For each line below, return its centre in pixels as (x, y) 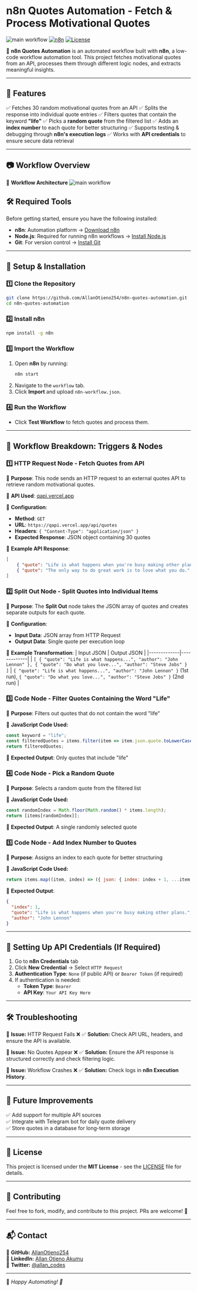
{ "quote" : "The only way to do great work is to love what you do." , (105, 570)
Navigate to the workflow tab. (50, 386)
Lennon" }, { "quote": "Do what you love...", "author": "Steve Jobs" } (97, 664)
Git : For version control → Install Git (57, 242)
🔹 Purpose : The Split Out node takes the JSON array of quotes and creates (97, 606)
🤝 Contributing (33, 1197)
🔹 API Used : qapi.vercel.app (40, 496)
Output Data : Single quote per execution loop (69, 641)
